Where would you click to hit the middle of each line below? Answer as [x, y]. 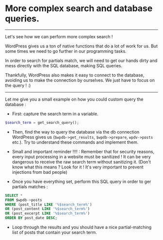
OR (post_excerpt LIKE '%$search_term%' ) [48, 213]
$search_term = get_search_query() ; [42, 122]
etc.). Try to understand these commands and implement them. [75, 142]
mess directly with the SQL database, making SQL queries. [64, 65]
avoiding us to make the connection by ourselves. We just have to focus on [80, 80]
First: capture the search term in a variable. [55, 114]
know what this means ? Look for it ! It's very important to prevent [78, 167]
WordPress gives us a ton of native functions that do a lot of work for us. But [81, 46]
